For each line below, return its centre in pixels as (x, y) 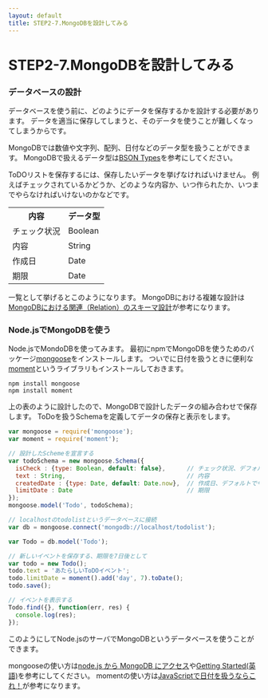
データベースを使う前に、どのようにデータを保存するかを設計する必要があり (134, 110)
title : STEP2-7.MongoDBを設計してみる (69, 23)
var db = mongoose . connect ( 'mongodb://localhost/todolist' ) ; (112, 527)
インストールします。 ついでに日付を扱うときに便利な (166, 359)
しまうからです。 (43, 130)
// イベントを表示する (41, 600)
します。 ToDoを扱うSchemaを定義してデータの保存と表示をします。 (122, 416)
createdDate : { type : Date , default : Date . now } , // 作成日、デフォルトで (136, 483)
